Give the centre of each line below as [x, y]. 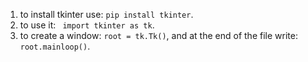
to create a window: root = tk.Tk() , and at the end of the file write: [158, 35]
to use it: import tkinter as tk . [87, 25]
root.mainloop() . [55, 46]
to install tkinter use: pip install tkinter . [106, 14]
